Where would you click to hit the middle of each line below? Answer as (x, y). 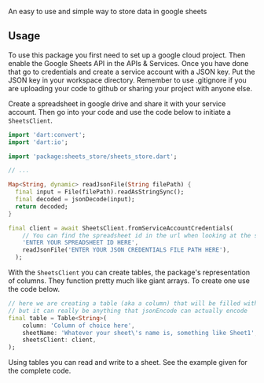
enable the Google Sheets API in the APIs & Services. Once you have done (128, 63)
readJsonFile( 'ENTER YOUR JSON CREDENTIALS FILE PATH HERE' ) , (126, 250)
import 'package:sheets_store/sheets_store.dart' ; (93, 157)
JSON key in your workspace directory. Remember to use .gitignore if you (128, 80)
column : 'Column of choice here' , (79, 326)
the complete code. (40, 371)
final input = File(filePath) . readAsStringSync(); (100, 192)
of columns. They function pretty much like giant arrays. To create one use (129, 281)
